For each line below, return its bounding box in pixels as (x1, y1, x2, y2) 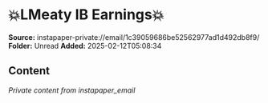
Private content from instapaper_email (8, 85, 136, 95)
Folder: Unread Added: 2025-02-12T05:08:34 (8, 41, 162, 50)
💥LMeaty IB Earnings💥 (8, 6, 164, 24)
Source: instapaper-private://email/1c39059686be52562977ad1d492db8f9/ (8, 32, 260, 42)
